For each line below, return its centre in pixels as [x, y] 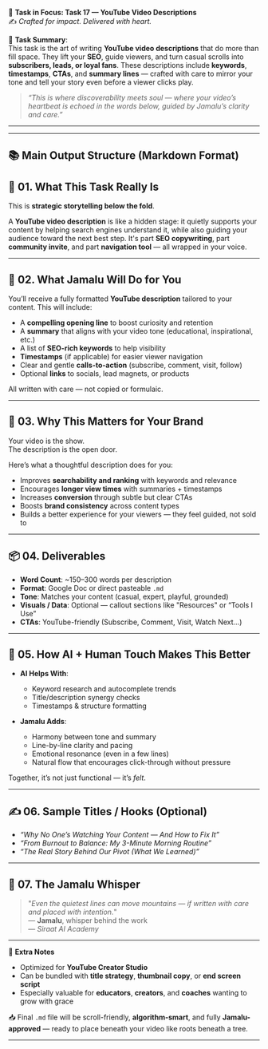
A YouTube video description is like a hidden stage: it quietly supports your [133, 222]
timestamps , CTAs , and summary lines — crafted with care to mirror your [130, 73]
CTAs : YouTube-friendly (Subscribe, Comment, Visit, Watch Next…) [131, 622]
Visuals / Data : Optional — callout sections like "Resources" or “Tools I [136, 605]
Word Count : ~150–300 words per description [96, 580]
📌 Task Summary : [38, 40]
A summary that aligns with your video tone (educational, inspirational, [136, 331]
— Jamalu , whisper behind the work [87, 920]
